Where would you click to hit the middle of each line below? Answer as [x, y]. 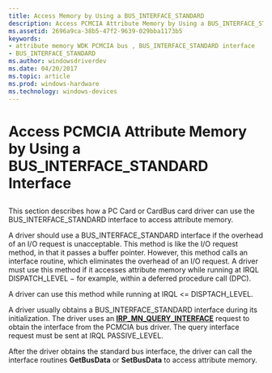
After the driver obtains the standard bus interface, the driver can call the [130, 351]
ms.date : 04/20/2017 [43, 69]
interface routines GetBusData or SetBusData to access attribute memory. [133, 360]
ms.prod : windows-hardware [54, 84]
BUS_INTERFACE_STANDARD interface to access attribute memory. [121, 219]
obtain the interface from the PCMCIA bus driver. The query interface [124, 327]
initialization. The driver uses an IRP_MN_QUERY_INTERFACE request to [129, 318]
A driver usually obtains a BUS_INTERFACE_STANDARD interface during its [133, 310]
